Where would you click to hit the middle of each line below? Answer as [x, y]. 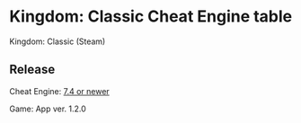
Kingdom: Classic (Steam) [58, 41]
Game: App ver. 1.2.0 [48, 109]
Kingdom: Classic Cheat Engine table [151, 17]
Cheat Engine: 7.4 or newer [59, 91]
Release [32, 70]
